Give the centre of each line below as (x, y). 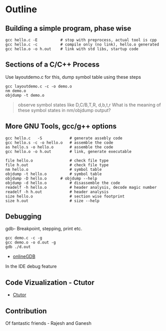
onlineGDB (24, 256)
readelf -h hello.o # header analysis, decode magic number (81, 187)
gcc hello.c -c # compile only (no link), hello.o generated (82, 45)
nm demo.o (16, 91)
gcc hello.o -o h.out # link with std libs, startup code (72, 49)
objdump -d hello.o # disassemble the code (63, 183)
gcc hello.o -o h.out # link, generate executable (68, 151)
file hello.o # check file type (57, 160)
